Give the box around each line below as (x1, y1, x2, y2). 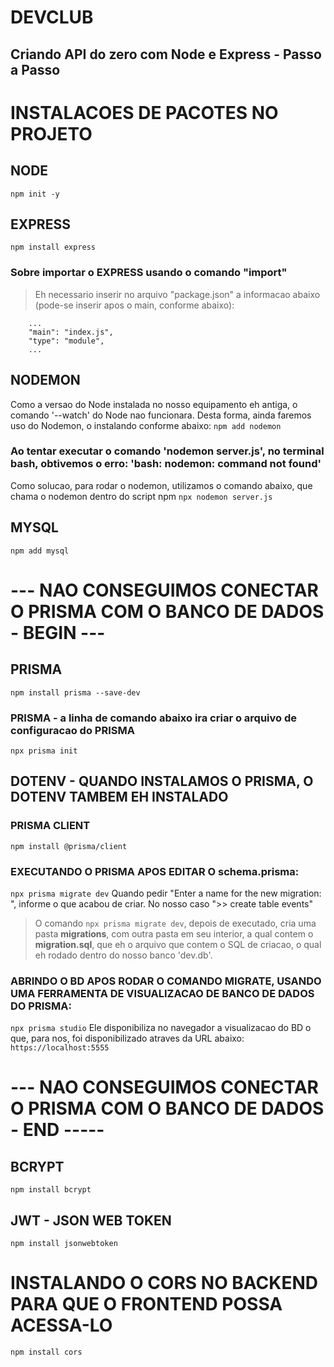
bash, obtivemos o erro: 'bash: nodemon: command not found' (10, 457, 322, 471)
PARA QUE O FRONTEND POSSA (10, 1293, 283, 1316)
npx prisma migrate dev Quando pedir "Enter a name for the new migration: (10, 887, 322, 899)
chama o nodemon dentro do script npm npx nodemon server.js (10, 490, 273, 502)
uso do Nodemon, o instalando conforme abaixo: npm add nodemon (10, 419, 282, 431)
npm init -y (10, 189, 60, 199)
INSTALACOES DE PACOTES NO (10, 101, 279, 124)
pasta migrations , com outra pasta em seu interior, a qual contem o (34, 927, 314, 940)
